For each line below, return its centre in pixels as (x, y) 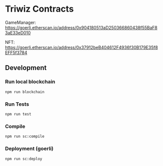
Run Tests (17, 104)
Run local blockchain (30, 82)
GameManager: (21, 22)
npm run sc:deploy (24, 159)
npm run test (18, 114)
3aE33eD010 (18, 33)
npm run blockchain (25, 92)
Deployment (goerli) (29, 148)
